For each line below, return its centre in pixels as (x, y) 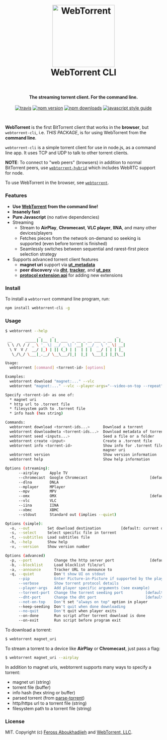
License (15, 721)
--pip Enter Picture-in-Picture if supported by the (85, 579)
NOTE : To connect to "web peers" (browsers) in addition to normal (73, 163)
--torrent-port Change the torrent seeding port (71, 593)
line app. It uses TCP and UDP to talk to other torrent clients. (67, 153)
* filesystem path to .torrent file (47, 409)
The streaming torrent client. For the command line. (83, 97)
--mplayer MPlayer (42, 487)
